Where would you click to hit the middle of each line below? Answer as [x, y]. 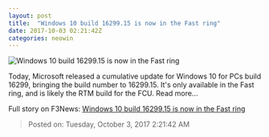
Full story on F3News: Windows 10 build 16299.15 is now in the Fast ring [127, 109]
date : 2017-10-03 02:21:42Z [55, 30]
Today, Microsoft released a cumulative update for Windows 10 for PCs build [135, 76]
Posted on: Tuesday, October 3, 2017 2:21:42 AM [109, 124]
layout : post [30, 16]
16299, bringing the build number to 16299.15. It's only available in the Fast [131, 85]
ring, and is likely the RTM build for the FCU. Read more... [103, 94]
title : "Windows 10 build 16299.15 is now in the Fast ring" [114, 23]
